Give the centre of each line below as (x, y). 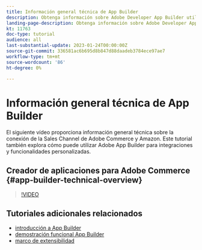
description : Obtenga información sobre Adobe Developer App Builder (95, 17)
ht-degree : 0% (24, 68)
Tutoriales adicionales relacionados (75, 214)
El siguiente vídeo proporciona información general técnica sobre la (90, 133)
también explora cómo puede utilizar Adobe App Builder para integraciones (99, 145)
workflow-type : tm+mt (33, 57)
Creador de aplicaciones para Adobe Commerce (98, 170)
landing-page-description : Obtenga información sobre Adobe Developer (96, 23)
